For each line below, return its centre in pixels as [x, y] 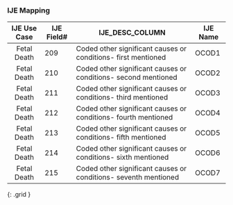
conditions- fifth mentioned [121, 138]
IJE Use [24, 28]
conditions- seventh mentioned [127, 177]
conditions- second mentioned [127, 77]
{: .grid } [19, 195]
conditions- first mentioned [121, 58]
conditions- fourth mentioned [124, 117]
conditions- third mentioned [122, 97]
